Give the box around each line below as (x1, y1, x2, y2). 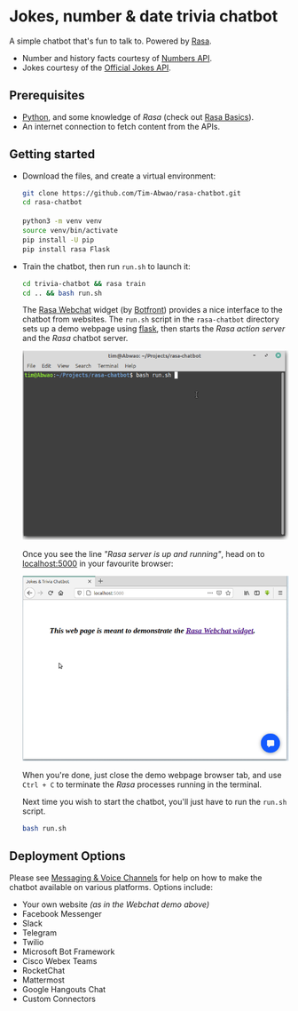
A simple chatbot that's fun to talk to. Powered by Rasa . (9, 36, 212, 46)
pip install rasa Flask (21, 244, 111, 254)
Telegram (21, 927, 58, 938)
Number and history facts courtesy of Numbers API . (21, 52, 213, 63)
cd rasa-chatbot (21, 198, 82, 207)
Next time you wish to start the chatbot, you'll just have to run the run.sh (21, 796, 287, 807)
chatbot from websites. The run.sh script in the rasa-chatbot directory (21, 314, 279, 325)
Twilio (21, 936, 44, 947)
